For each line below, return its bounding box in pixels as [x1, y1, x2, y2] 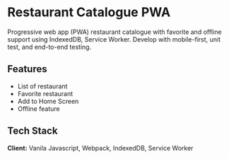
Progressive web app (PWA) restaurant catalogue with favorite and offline [7, 28, 222, 36]
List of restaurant [17, 82, 68, 90]
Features [7, 63, 47, 75]
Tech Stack [7, 125, 58, 137]
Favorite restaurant [17, 89, 74, 98]
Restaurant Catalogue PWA [7, 4, 171, 20]
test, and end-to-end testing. [7, 42, 92, 51]
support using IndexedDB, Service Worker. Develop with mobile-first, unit [7, 35, 221, 43]
